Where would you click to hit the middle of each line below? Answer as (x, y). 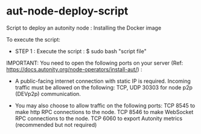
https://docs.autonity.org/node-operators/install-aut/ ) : (75, 69)
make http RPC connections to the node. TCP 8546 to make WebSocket (104, 112)
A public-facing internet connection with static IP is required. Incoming (103, 81)
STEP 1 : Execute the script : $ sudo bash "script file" (81, 51)
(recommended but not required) (56, 124)
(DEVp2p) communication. (48, 94)
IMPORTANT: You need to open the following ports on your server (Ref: (95, 63)
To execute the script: (33, 39)
